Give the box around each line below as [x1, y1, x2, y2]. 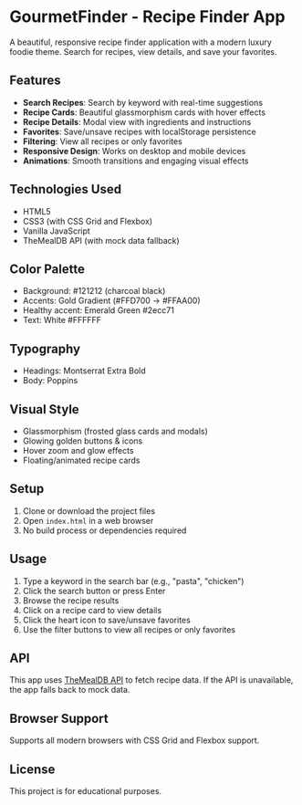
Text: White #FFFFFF [22, 315, 102, 326]
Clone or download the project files [22, 505, 156, 517]
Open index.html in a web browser [22, 515, 154, 526]
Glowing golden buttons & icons [22, 435, 143, 446]
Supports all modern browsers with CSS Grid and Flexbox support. [9, 735, 260, 746]
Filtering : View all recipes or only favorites [22, 135, 182, 147]
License [9, 761, 56, 777]
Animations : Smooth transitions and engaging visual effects [22, 155, 249, 166]
